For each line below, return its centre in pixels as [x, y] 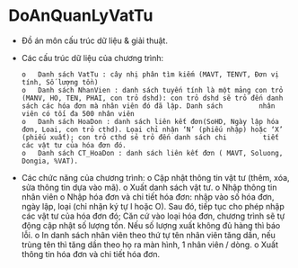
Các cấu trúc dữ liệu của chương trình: [92, 58]
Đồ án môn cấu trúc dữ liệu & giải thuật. [94, 40]
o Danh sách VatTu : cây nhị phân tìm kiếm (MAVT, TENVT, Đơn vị [150, 74]
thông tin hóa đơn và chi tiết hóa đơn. [91, 254]
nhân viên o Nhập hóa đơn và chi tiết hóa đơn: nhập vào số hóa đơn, [148, 197]
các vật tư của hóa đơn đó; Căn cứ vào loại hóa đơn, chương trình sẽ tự [153, 216]
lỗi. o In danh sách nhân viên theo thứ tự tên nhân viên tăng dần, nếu [148, 235]
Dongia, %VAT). [50, 161]
